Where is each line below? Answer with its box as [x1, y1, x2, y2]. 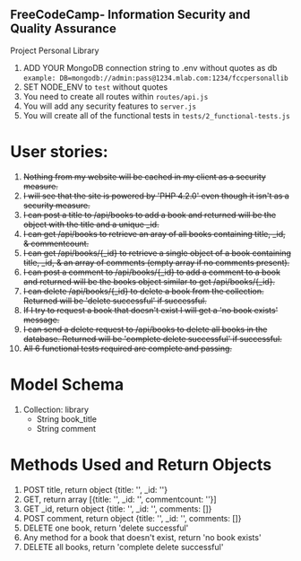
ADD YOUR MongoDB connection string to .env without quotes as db [22, 62, 278, 73]
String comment [36, 423, 97, 434]
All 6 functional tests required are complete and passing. [22, 343, 232, 354]
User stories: [10, 142, 108, 162]
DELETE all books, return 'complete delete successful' [22, 541, 224, 552]
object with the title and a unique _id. [22, 219, 159, 230]
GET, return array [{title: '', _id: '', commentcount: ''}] [22, 494, 218, 504]
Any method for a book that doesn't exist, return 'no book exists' [22, 531, 262, 542]
